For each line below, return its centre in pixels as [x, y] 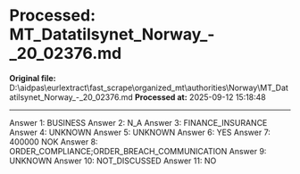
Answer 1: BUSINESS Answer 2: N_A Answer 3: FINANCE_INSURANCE [138, 122]
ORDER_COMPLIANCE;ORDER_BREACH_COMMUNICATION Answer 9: [138, 151]
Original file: [33, 78]
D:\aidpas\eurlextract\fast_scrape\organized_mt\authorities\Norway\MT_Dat [149, 87]
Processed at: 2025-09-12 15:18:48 [200, 97]
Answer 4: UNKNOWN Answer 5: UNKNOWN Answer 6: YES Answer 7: [140, 132]
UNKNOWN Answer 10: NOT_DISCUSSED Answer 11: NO [113, 161]
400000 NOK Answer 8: [54, 141]
